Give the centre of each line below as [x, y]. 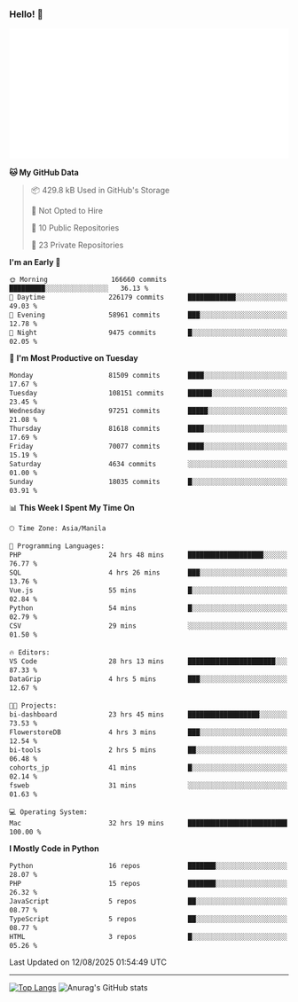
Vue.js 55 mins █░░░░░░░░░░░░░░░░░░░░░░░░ [149, 591]
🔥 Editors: [30, 653]
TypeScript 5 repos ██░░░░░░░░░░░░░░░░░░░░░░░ [149, 920]
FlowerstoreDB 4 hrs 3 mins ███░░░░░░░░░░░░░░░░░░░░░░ [149, 732]
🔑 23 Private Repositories [77, 245]
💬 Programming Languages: [57, 546]
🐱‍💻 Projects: [33, 706]
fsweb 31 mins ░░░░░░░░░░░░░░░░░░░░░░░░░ [149, 786]
